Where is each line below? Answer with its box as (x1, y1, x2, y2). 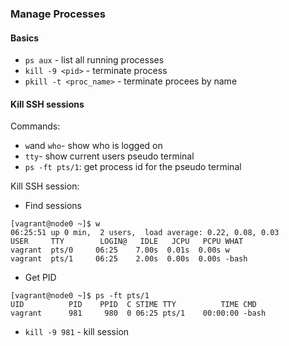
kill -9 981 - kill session (24, 326, 130, 338)
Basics (10, 32, 40, 44)
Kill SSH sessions (10, 98, 85, 110)
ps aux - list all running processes (24, 54, 165, 66)
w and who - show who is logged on (24, 140, 163, 152)
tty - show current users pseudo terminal (24, 150, 195, 162)
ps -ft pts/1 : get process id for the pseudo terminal (24, 161, 242, 173)
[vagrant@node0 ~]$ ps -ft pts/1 (10, 291, 150, 301)
